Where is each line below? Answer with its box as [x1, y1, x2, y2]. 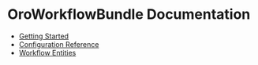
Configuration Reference [18, 39, 99, 49]
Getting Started [18, 31, 69, 41]
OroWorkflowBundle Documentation [7, 5, 251, 23]
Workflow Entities [18, 48, 77, 57]
